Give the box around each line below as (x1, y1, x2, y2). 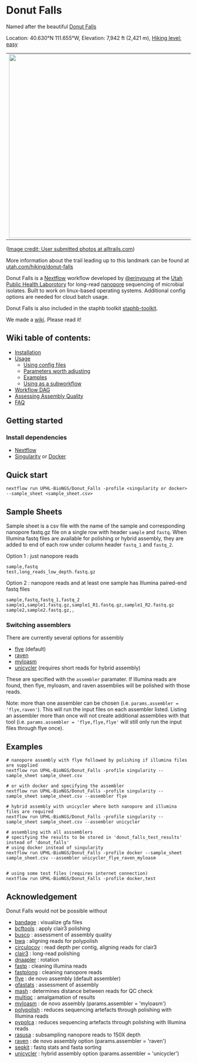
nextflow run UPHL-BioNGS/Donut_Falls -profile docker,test (6, 876, 157, 882)
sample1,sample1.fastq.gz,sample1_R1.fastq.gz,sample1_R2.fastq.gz (6, 602, 175, 608)
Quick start (6, 470, 48, 480)
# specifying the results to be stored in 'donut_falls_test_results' (6, 835, 182, 841)
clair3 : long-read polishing (14, 949, 80, 957)
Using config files (23, 361, 66, 368)
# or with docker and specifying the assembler (6, 783, 125, 789)
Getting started (6, 416, 63, 426)
